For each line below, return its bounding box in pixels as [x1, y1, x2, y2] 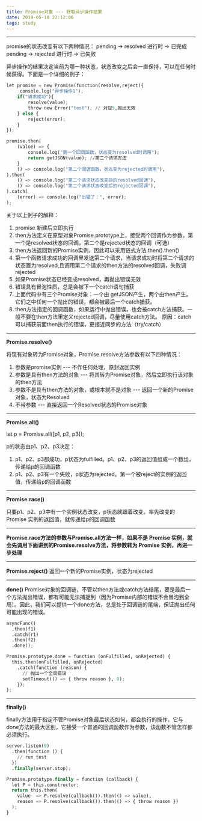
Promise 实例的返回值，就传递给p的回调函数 [6, 515, 116, 523]
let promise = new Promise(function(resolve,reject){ [6, 82, 144, 89]
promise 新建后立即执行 [14, 224, 74, 231]
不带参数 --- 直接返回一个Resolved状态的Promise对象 [14, 401, 148, 408]
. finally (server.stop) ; [11, 765, 71, 771]
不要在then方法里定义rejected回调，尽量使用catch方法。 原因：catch [20, 313, 192, 320]
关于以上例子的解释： [6, 211, 59, 218]
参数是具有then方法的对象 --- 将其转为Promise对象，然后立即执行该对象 [14, 371, 194, 378]
